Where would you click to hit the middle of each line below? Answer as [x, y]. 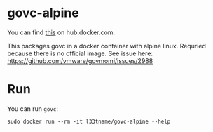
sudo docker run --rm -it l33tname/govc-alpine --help [89, 121]
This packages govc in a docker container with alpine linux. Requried [107, 46]
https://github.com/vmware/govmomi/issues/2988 [80, 60]
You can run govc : [33, 108]
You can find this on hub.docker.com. [61, 32]
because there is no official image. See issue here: [80, 53]
